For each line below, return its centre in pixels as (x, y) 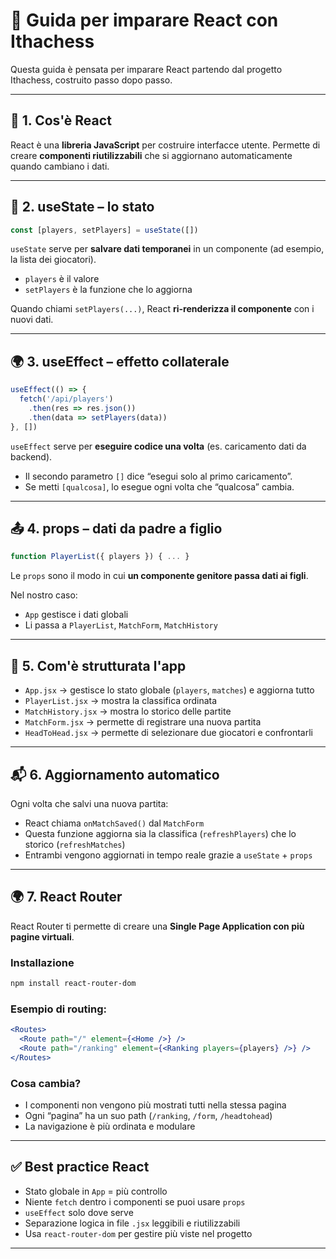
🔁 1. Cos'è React (61, 120)
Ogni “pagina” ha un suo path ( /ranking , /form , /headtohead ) (148, 1116)
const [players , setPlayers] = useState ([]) (104, 230)
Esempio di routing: (58, 1009)
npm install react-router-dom (73, 984)
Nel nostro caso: (44, 595)
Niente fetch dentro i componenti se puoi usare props (135, 1201)
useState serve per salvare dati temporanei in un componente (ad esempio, (167, 249)
